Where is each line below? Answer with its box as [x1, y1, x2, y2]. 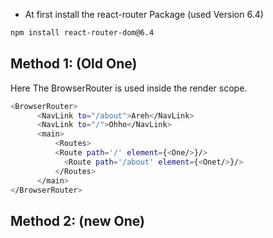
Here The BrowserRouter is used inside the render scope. [10, 82, 248, 94]
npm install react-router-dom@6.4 [10, 28, 155, 38]
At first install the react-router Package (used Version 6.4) [24, 9, 264, 20]
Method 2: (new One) [10, 212, 146, 229]
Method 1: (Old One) [10, 55, 138, 73]
